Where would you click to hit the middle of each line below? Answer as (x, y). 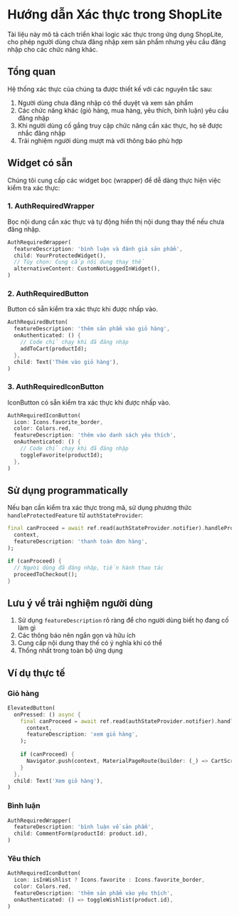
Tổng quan (32, 72)
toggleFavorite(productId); (62, 455)
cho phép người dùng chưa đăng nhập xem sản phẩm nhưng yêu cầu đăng (117, 41)
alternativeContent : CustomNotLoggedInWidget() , (87, 269)
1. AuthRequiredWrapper (51, 206)
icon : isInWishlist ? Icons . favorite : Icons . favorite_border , (109, 880)
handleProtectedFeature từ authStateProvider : (75, 515)
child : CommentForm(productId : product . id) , (81, 834)
